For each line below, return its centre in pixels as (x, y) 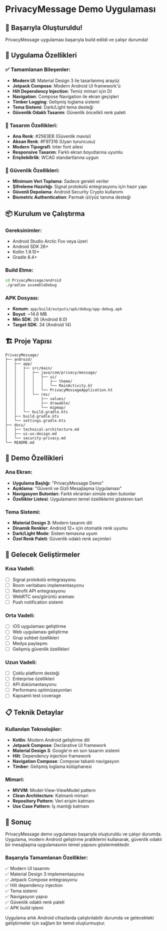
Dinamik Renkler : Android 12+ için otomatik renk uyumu (70, 528)
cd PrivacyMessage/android (33, 280)
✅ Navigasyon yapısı (26, 896)
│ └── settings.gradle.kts (35, 421)
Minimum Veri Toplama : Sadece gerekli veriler (60, 181)
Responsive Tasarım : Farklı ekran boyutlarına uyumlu (68, 152)
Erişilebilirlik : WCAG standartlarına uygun (55, 157)
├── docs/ (15, 425)
